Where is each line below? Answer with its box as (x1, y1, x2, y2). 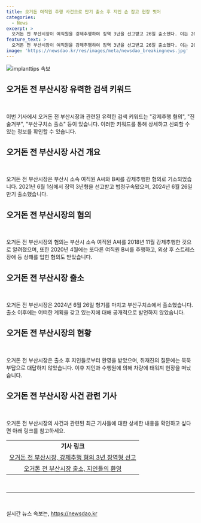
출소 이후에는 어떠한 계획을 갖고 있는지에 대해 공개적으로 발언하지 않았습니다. (6, 309, 185, 316)
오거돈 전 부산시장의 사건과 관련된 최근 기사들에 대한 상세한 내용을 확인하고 (6, 419, 181, 427)
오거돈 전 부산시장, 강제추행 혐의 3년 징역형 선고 (9, 453, 136, 461)
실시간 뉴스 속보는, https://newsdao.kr (6, 510, 98, 517)
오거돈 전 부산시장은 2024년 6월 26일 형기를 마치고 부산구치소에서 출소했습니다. (6, 301, 193, 309)
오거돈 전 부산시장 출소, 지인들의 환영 (23, 464, 122, 473)
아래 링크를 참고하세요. (12, 427, 66, 434)
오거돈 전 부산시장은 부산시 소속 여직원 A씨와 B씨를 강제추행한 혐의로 (6, 176, 166, 183)
